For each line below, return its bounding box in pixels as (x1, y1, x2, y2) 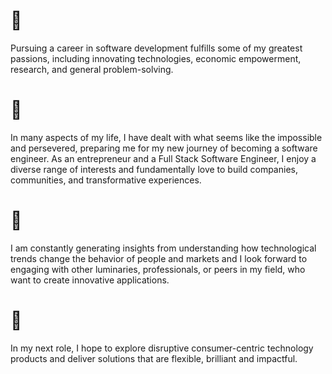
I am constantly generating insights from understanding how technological (10, 242, 317, 254)
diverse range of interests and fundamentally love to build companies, (10, 163, 298, 175)
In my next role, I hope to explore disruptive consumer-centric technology (10, 342, 314, 354)
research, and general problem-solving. (10, 63, 174, 75)
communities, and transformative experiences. (10, 174, 202, 186)
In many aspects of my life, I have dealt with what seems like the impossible (10, 131, 323, 143)
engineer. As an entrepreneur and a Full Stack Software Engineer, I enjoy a (10, 152, 317, 164)
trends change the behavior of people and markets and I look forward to (10, 252, 308, 264)
